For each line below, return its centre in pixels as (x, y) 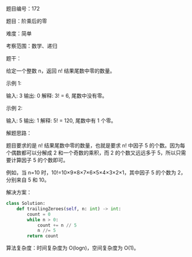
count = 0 (39, 214)
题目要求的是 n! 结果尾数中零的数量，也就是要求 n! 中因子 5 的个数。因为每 (96, 145)
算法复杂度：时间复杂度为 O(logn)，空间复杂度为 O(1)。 (73, 248)
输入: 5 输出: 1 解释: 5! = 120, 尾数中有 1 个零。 (61, 121)
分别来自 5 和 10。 (28, 180)
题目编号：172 (23, 8)
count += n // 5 (57, 225)
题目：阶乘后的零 (27, 21)
